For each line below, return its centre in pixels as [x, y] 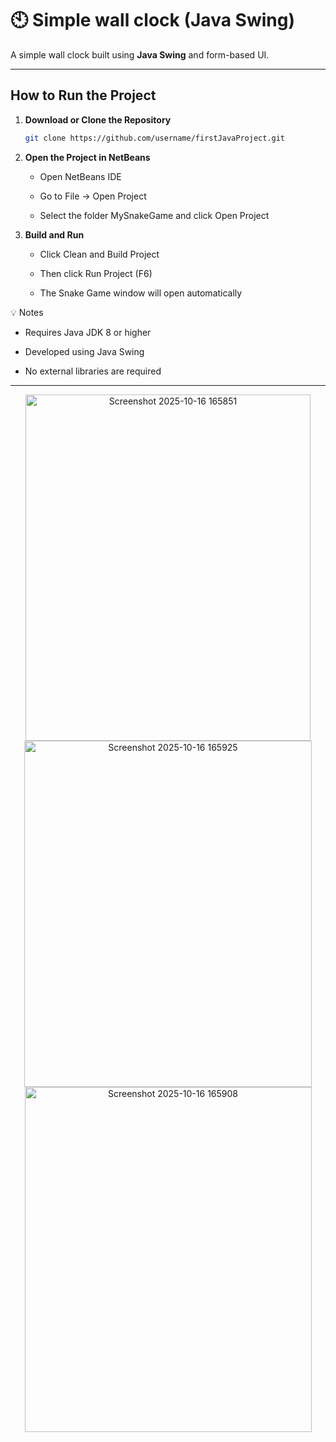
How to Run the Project [83, 95]
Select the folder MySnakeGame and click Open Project [154, 215]
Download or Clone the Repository [98, 119]
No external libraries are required [93, 371]
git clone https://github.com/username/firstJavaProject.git [155, 138]
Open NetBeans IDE [80, 176]
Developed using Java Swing [84, 351]
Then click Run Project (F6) [96, 273]
